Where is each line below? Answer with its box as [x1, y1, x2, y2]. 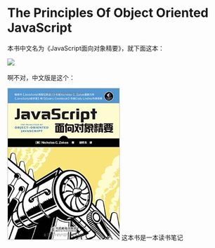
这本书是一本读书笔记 [121, 233, 183, 242]
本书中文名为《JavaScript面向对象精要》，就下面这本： [7, 44, 165, 52]
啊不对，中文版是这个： [7, 73, 75, 81]
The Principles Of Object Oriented [7, 5, 209, 21]
